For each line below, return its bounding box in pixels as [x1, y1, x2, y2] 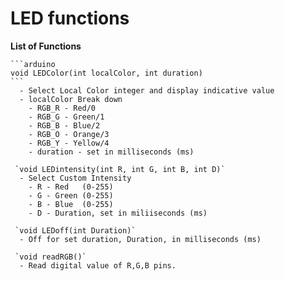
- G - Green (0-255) [28, 190, 114, 201]
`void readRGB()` [14, 252, 87, 262]
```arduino [10, 59, 56, 69]
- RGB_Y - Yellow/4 [28, 138, 110, 148]
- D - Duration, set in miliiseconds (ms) [28, 208, 208, 218]
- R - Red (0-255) [28, 182, 114, 192]
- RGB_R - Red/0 [28, 103, 97, 113]
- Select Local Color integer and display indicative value [19, 85, 275, 96]
